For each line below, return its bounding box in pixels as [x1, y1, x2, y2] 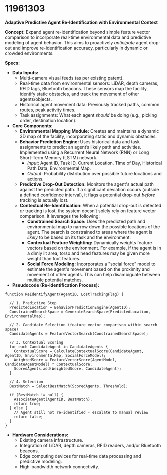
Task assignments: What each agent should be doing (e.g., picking [19, 112, 157, 118]
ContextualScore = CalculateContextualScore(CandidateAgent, [14, 348, 144, 354]
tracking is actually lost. [19, 197, 69, 203]
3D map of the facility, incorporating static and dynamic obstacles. [19, 133, 157, 139]
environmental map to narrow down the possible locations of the [27, 223, 160, 230]
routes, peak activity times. [19, 107, 76, 113]
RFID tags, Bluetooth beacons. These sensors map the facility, [19, 85, 148, 91]
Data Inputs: [12, 69, 39, 75]
